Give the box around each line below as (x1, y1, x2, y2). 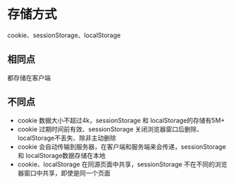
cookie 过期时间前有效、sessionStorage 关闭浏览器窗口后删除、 (17, 124, 203, 133)
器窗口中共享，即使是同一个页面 (17, 169, 111, 177)
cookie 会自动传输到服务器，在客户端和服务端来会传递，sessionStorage (17, 142, 226, 151)
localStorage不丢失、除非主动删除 (17, 133, 116, 142)
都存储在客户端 (7, 73, 51, 81)
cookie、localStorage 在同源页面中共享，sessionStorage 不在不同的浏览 (17, 159, 228, 169)
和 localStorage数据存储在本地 (17, 151, 106, 159)
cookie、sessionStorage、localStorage (7, 31, 121, 39)
